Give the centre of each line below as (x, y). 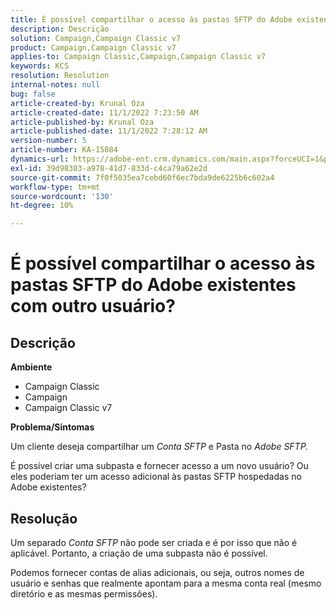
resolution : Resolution (60, 76)
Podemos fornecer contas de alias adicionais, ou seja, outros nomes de (157, 572)
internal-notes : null (55, 85)
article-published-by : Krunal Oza (82, 122)
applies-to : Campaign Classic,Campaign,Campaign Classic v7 (138, 57)
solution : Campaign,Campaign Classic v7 (96, 38)
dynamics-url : (40, 159)
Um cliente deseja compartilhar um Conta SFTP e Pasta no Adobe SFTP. (159, 447)
